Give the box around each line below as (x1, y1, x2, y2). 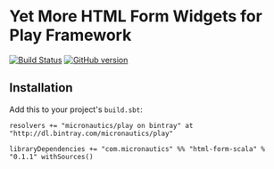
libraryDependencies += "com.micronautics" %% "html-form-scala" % (9, 144, 266, 153)
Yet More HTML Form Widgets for (9, 6, 263, 27)
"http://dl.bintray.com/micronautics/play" (9, 129, 174, 138)
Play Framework (9, 25, 132, 45)
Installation (9, 80, 73, 95)
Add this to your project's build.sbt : (9, 104, 143, 115)
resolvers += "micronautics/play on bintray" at (9, 121, 194, 130)
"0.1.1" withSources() (9, 152, 94, 161)
